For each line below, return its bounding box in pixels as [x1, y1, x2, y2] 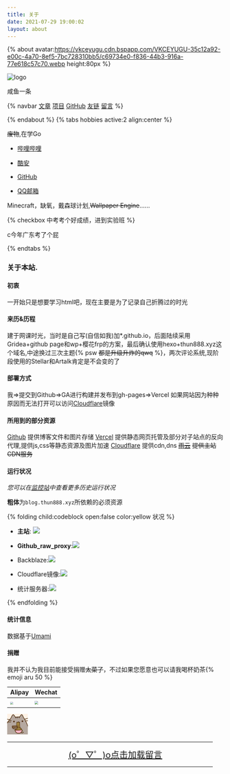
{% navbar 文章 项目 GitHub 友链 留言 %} [7, 102, 124, 110]
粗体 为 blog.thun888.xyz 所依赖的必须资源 [7, 498, 123, 506]
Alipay [10, 688, 30, 696]
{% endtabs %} [7, 244, 51, 253]
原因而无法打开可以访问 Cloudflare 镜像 [7, 399, 115, 407]
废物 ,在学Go [7, 130, 41, 138]
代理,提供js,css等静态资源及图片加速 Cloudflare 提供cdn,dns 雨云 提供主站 [7, 442, 216, 450]
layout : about [7, 25, 48, 32]
